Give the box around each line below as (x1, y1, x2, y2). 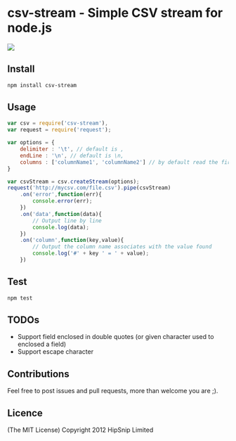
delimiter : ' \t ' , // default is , (20, 146, 124, 153)
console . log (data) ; (32, 224, 90, 231)
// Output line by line (32, 217, 102, 224)
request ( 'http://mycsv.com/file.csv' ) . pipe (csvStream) (7, 184, 171, 191)
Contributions (7, 368, 70, 380)
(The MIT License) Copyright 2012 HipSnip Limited (7, 426, 154, 434)
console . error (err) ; (32, 198, 93, 205)
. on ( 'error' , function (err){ (20, 191, 102, 198)
